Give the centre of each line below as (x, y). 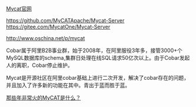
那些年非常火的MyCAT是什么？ (44, 98)
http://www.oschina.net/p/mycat (46, 38)
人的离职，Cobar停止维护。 (40, 65)
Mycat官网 (19, 9)
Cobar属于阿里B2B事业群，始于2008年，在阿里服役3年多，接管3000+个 (94, 50)
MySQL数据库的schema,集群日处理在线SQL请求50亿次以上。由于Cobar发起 (98, 58)
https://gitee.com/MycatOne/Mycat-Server (58, 27)
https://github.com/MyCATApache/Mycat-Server (66, 20)
